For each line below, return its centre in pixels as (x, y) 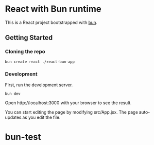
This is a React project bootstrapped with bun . (51, 22)
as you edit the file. (42, 117)
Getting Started (29, 38)
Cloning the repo (25, 52)
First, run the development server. (39, 85)
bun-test (23, 137)
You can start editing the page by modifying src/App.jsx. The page (72, 112)
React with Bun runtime (53, 9)
